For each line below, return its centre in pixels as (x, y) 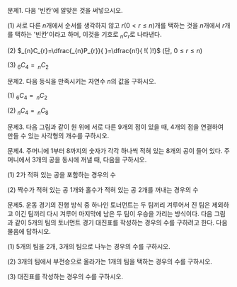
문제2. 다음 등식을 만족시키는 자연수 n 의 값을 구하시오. (82, 81)
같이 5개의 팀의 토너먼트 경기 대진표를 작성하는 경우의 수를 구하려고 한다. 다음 (121, 223)
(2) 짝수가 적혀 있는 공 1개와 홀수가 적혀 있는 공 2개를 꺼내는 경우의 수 (103, 190)
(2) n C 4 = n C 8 (28, 112)
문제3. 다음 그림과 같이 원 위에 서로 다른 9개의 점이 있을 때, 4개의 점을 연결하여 (116, 127)
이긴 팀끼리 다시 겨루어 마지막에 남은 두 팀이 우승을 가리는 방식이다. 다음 (114, 214)
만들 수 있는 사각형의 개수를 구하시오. (58, 136)
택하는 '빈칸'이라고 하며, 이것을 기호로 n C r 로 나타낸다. (88, 35)
